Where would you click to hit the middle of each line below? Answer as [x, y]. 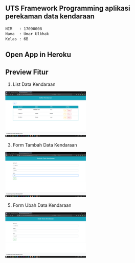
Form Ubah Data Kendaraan [42, 205]
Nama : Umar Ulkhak [27, 34]
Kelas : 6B [17, 39]
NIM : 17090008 [24, 29]
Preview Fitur [27, 72]
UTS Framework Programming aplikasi [68, 8]
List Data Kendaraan [34, 84]
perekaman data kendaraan [50, 17]
